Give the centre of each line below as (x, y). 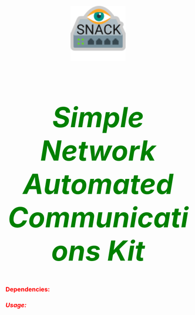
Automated (98, 184)
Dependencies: (28, 289)
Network (98, 150)
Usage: (16, 305)
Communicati (98, 217)
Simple (98, 117)
